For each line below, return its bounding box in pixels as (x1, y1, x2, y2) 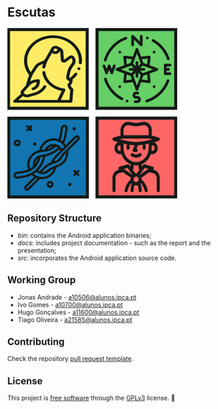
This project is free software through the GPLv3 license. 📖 (7, 393, 176, 403)
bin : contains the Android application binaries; (17, 231, 152, 239)
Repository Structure (7, 213, 102, 225)
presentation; (17, 246, 56, 254)
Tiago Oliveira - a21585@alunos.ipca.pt (17, 315, 133, 324)
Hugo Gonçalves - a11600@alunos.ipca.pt (17, 308, 140, 316)
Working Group (7, 274, 76, 286)
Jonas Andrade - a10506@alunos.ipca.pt (17, 292, 137, 301)
